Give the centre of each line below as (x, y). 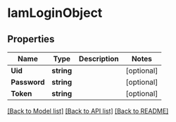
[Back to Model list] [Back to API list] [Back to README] (88, 111)
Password (28, 82)
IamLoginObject (55, 13)
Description (99, 59)
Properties (31, 39)
